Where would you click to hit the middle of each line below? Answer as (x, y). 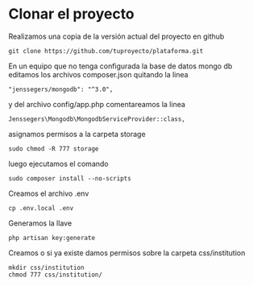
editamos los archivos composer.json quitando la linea (98, 74)
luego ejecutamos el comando (58, 164)
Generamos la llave (40, 223)
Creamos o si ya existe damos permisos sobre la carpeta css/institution (127, 253)
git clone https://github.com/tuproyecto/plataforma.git (106, 51)
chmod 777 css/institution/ (56, 275)
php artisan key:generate (52, 238)
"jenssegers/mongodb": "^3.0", (61, 89)
